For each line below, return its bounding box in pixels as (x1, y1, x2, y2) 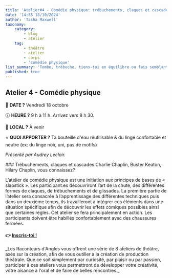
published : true (5, 70, 40, 75)
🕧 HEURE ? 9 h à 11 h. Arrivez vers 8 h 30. (5, 112, 95, 118)
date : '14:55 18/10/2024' (5, 12, 60, 17)
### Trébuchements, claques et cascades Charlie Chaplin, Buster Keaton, (5, 161, 161, 167)
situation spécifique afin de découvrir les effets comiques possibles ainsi (5, 204, 159, 210)
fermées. (5, 220, 25, 226)
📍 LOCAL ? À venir (5, 124, 45, 130)
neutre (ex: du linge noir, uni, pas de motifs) (5, 141, 97, 147)
